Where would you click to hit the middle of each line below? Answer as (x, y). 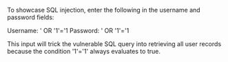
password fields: (31, 17)
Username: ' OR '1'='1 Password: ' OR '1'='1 (68, 31)
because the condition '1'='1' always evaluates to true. (84, 51)
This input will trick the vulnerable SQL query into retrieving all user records (114, 44)
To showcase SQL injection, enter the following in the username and (104, 10)
